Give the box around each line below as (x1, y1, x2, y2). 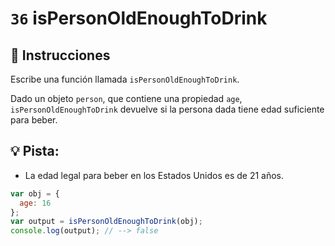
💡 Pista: (10, 143, 60, 160)
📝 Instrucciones (10, 47, 111, 64)
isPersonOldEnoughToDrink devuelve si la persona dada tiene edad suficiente (10, 103, 325, 115)
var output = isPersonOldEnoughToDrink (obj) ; (10, 217, 203, 227)
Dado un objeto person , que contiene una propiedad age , (10, 93, 243, 104)
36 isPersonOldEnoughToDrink (10, 7, 268, 30)
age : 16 (19, 198, 52, 208)
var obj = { (10, 188, 60, 199)
